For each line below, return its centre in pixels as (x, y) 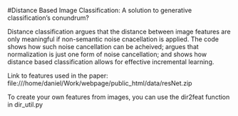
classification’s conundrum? (48, 18)
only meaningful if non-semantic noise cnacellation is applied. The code (113, 39)
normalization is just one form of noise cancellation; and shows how (107, 54)
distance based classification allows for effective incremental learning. (111, 62)
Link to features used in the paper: (58, 75)
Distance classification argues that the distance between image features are (119, 32)
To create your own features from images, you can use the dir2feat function (119, 97)
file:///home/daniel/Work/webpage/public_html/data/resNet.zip (100, 83)
